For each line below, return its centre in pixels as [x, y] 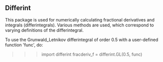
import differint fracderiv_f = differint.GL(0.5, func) [92, 54]
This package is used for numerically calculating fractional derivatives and [80, 20]
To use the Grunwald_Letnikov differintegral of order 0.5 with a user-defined [82, 40]
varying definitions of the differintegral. [44, 30]
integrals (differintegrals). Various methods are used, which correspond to [80, 25]
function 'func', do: [24, 45]
